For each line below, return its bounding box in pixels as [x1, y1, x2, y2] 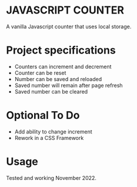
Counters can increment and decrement [14, 63, 112, 70]
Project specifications [6, 44, 116, 57]
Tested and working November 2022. [6, 174, 97, 181]
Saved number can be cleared [14, 88, 88, 95]
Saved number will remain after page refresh [14, 82, 123, 89]
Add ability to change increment [14, 128, 92, 135]
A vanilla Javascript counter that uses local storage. [6, 23, 132, 30]
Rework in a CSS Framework [14, 134, 84, 141]
